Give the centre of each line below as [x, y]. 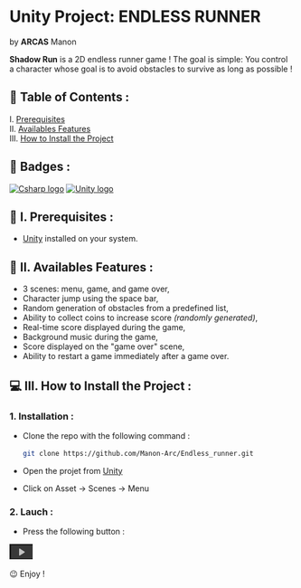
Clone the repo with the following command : [106, 435]
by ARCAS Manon [43, 42]
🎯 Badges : [40, 167]
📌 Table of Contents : [69, 97]
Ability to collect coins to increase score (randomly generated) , [140, 318]
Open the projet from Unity [73, 470]
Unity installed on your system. [80, 239]
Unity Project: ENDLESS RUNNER [135, 17]
